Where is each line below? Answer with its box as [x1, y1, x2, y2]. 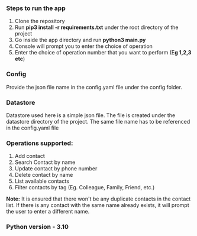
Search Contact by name [14, 159, 76, 166]
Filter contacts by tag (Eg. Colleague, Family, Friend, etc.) [14, 184, 155, 191]
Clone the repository [14, 18, 65, 25]
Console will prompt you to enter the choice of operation [14, 43, 153, 50]
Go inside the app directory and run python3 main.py [14, 37, 146, 44]
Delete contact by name [14, 172, 73, 179]
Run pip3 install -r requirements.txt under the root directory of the [14, 24, 179, 31]
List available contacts [14, 177, 70, 185]
